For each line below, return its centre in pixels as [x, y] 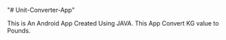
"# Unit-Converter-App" [41, 10]
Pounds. [19, 31]
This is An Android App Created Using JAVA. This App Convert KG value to [113, 23]
